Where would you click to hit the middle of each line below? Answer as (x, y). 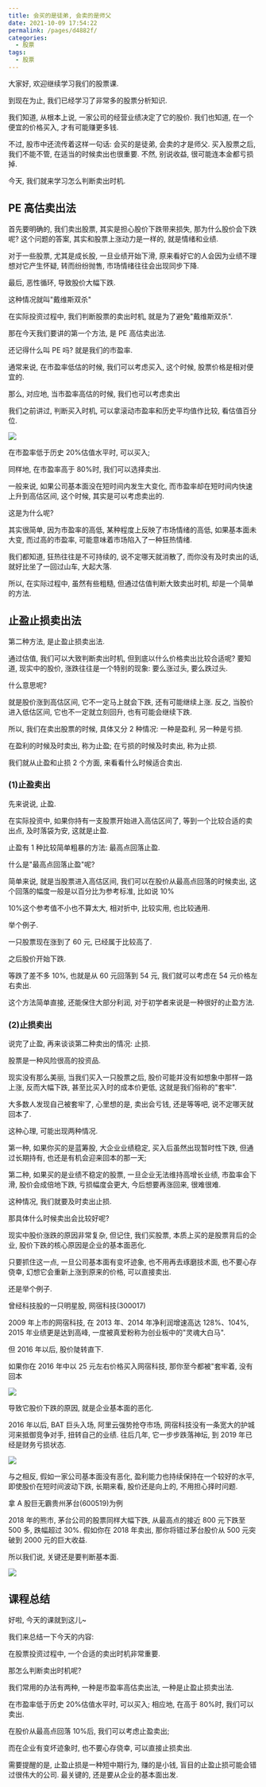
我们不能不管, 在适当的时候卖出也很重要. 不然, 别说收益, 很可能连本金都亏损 (131, 154)
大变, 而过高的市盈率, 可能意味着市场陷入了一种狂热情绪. (100, 539)
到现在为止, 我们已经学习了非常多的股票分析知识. (88, 100)
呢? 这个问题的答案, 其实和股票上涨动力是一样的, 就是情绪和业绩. (114, 238)
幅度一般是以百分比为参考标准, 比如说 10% (105, 891)
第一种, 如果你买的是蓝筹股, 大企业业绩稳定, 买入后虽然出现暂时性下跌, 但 (127, 1148)
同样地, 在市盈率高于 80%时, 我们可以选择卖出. (85, 469)
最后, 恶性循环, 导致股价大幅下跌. (62, 282)
